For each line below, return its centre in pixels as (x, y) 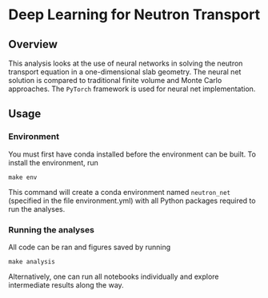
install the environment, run (53, 162)
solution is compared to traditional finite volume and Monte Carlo (115, 80)
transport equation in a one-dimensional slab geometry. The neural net (125, 72)
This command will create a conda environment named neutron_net (119, 192)
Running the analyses (51, 229)
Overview (33, 44)
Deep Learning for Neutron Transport (134, 15)
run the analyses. (37, 209)
